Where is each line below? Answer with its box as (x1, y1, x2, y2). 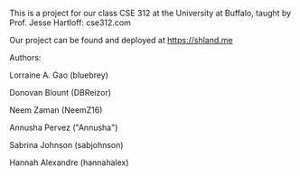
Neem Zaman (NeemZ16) (9, 105, 103, 116)
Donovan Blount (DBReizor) (9, 88, 111, 97)
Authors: (9, 52, 42, 62)
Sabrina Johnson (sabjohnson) (9, 140, 124, 150)
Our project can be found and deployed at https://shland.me (9, 35, 233, 45)
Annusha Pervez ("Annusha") (9, 122, 118, 133)
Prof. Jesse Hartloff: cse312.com (9, 17, 131, 28)
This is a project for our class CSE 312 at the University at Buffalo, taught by (9, 8, 292, 18)
